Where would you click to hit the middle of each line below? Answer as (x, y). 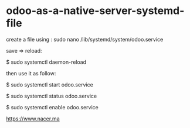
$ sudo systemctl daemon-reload (46, 62)
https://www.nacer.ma (33, 119)
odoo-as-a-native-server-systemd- (95, 11)
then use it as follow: (31, 73)
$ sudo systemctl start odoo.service (50, 84)
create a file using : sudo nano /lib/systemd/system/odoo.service (85, 39)
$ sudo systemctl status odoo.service (52, 96)
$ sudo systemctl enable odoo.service (52, 107)
